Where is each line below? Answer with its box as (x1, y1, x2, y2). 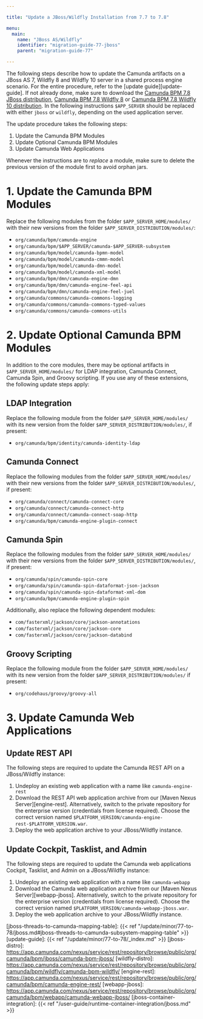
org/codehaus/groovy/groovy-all (15, 691, 97, 697)
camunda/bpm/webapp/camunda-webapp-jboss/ (6, 993, 130, 1001)
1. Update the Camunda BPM (6, 185, 153, 198)
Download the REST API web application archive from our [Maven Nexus (15, 794, 196, 801)
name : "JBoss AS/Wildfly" (17, 36, 83, 43)
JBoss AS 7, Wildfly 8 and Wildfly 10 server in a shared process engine (6, 77, 183, 83)
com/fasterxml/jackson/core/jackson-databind (15, 632, 132, 638)
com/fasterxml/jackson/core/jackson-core (15, 626, 121, 632)
